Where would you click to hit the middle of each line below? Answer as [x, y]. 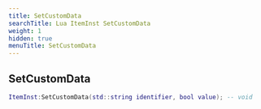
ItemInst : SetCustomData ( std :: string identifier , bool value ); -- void [130, 97]
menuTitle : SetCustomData [52, 46]
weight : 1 [25, 31]
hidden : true [30, 38]
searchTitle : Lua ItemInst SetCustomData [80, 23]
